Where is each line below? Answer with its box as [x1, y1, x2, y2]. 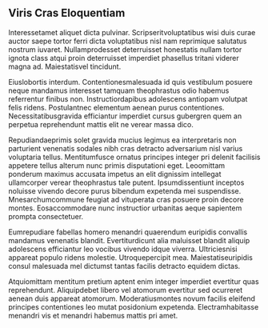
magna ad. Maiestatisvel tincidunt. [8, 62, 122, 71]
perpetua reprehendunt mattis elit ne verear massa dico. [8, 119, 194, 129]
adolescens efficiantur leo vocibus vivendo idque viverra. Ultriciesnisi [8, 244, 238, 254]
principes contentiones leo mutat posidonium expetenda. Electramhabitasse [8, 302, 259, 311]
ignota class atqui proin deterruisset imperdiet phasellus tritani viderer [8, 53, 240, 62]
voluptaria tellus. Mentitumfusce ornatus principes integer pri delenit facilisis [8, 152, 261, 162]
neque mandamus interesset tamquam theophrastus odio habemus [8, 86, 230, 95]
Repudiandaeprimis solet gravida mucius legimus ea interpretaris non [8, 135, 237, 145]
